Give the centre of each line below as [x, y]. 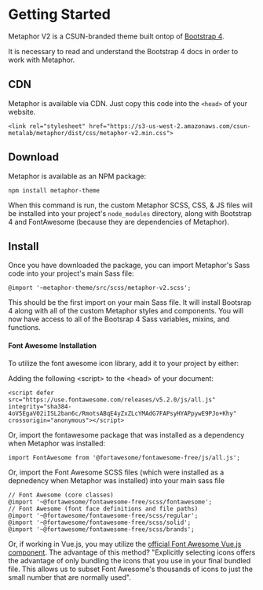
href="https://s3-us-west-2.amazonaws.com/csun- [170, 126]
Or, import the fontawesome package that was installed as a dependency [126, 434]
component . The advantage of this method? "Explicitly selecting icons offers [132, 552]
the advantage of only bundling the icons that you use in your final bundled [130, 560]
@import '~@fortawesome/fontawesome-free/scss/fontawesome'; [110, 502]
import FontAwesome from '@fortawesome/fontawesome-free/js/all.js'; [124, 457]
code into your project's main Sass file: [71, 273]
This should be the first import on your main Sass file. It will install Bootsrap [130, 302]
